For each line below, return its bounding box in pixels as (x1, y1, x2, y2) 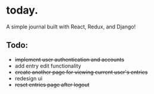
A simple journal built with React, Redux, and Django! (6, 23, 136, 30)
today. (6, 4, 39, 17)
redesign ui (14, 74, 43, 82)
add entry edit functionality (14, 62, 81, 69)
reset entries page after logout (14, 81, 90, 88)
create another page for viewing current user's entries (14, 69, 148, 76)
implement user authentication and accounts (14, 56, 125, 63)
